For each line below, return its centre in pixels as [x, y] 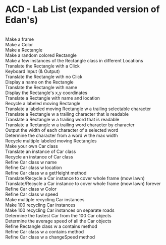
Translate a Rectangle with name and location [52, 98]
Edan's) [22, 20]
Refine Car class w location [34, 168]
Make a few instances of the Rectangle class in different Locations [74, 60]
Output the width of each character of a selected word [62, 130]
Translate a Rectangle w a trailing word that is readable [62, 119]
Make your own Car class [32, 146]
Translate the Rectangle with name [41, 87]
